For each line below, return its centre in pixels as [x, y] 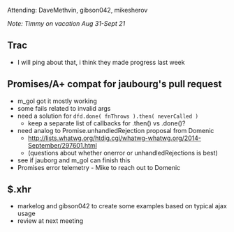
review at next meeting [50, 221]
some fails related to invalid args [64, 108]
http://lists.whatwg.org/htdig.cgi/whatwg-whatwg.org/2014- [114, 138]
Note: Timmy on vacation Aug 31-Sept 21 [66, 23]
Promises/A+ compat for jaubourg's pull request [115, 84]
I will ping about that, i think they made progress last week [101, 62]
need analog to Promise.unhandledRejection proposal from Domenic [116, 130]
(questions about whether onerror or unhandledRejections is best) [123, 153]
